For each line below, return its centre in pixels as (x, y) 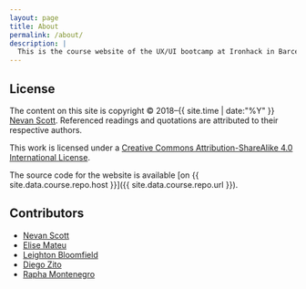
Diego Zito (42, 264)
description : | (38, 43)
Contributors (47, 214)
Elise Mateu (44, 245)
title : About (34, 26)
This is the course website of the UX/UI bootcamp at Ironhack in (146, 52)
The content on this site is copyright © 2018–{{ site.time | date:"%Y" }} (142, 110)
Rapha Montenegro (59, 274)
